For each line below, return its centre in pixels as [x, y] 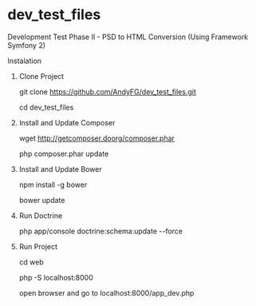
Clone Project [41, 76]
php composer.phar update [64, 153]
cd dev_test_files [46, 107]
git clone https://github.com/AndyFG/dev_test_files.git [107, 91]
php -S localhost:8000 [56, 277]
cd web [32, 262]
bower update [42, 200]
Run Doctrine [41, 215]
